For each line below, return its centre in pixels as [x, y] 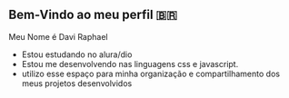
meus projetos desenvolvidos [77, 83]
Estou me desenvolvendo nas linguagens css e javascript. [130, 64]
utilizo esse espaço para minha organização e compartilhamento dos [151, 73]
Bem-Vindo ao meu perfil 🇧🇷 [93, 15]
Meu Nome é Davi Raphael [58, 36]
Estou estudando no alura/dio [77, 54]
